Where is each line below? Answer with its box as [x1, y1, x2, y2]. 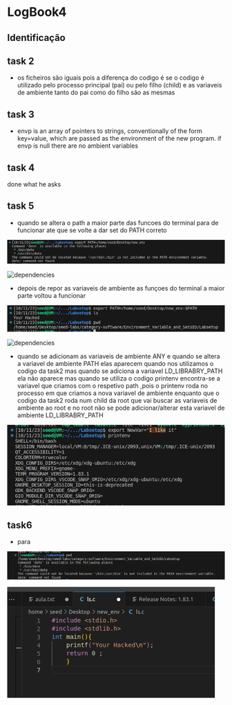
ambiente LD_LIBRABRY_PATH [17, 411, 104, 419]
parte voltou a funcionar [17, 291, 86, 299]
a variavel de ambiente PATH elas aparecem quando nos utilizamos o [17, 360, 214, 368]
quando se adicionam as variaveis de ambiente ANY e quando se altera [17, 352, 220, 360]
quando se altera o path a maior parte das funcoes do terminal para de [17, 218, 219, 227]
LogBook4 [7, 4, 67, 20]
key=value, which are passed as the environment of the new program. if [17, 134, 222, 143]
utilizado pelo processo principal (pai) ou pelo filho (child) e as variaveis [17, 81, 222, 89]
